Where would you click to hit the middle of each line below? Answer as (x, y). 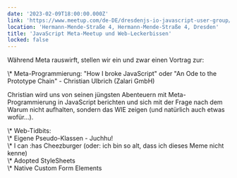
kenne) (18, 153)
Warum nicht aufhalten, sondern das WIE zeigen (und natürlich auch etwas (116, 110)
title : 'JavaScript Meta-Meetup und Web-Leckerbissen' (90, 33)
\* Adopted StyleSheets (41, 161)
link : (15, 20)
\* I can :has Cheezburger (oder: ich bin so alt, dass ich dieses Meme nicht (116, 146)
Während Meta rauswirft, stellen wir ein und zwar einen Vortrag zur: (106, 60)
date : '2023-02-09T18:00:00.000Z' (58, 14)
